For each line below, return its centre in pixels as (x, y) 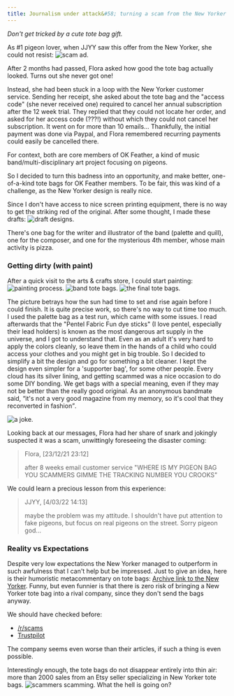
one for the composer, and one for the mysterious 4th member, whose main (116, 240)
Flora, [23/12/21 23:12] (57, 454)
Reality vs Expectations (48, 548)
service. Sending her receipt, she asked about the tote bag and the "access (116, 97)
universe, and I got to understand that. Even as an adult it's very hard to (110, 339)
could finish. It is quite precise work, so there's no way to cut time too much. (117, 309)
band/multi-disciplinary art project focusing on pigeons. (87, 162)
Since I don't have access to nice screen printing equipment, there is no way (117, 204)
